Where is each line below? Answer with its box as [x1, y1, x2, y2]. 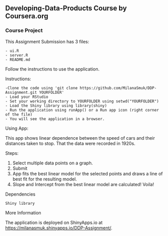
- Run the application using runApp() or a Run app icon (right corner [5, 107, 159, 112]
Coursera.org [5, 12, 48, 21]
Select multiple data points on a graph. [12, 160, 93, 166]
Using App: [5, 125, 29, 131]
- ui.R [5, 48, 19, 53]
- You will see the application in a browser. [5, 116, 105, 122]
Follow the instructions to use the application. [5, 66, 100, 72]
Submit [12, 165, 28, 171]
